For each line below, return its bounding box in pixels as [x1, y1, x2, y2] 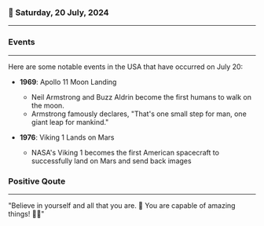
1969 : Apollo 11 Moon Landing [19, 77, 117, 86]
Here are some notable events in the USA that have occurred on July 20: [8, 62, 244, 71]
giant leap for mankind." [31, 117, 109, 126]
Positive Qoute [8, 176, 66, 187]
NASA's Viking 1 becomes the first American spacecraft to [31, 148, 220, 157]
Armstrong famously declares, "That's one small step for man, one [31, 109, 247, 118]
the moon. [31, 100, 64, 110]
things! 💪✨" [8, 209, 45, 218]
